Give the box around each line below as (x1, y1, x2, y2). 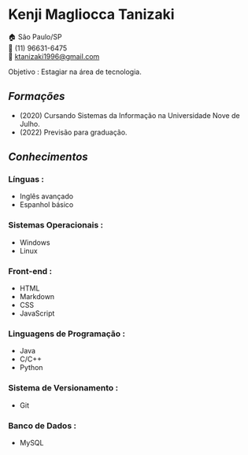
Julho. (19, 119, 41, 128)
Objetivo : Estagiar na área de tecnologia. (8, 67, 142, 76)
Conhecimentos (8, 150, 88, 164)
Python (19, 363, 43, 372)
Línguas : (8, 174, 45, 185)
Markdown (19, 292, 55, 301)
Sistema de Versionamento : (8, 383, 119, 394)
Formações (8, 90, 65, 103)
